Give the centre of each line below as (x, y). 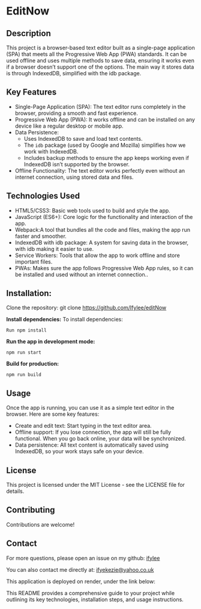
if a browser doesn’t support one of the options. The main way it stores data (100, 67)
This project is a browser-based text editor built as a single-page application (100, 48)
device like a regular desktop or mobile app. (69, 126)
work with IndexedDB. (51, 151)
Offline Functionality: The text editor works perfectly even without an (100, 170)
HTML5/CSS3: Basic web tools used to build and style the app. (93, 210)
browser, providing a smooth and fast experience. (76, 113)
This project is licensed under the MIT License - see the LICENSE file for (95, 485)
